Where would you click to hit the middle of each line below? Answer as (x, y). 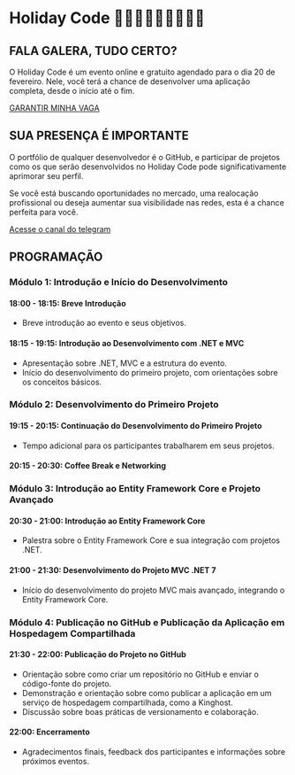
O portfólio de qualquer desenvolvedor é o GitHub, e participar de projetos (145, 157)
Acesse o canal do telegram (60, 229)
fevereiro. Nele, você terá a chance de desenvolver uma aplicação (130, 81)
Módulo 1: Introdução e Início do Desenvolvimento (118, 283)
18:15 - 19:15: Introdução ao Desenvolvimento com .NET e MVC (127, 343)
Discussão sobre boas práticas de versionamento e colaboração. (140, 711)
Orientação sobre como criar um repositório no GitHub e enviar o (140, 674)
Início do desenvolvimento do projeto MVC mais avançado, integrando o (153, 590)
